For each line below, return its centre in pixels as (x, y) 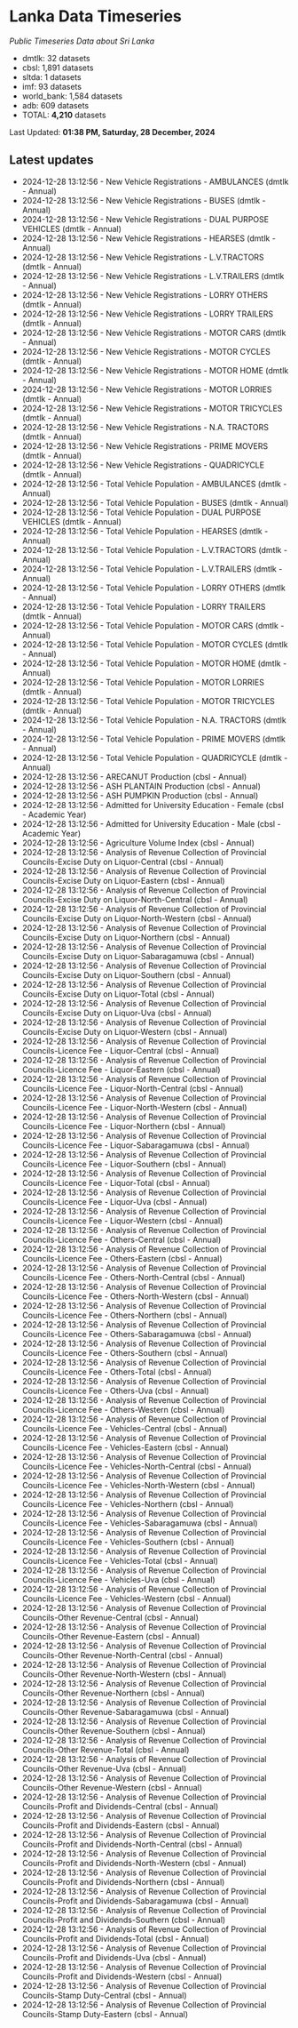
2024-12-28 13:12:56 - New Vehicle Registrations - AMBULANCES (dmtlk (155, 181)
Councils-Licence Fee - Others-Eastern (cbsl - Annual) (122, 1258)
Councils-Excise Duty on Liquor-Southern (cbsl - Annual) (126, 974)
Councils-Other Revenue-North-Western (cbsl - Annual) (124, 1674)
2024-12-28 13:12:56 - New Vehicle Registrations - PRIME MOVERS (145, 445)
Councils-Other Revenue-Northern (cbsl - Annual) (114, 1693)
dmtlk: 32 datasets (56, 58)
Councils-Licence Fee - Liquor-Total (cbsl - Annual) (116, 1182)
